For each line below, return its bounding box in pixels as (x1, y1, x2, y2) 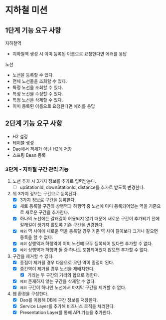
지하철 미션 (5, 4, 48, 16)
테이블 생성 (12, 139, 34, 145)
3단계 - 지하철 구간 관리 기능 (5, 166, 69, 173)
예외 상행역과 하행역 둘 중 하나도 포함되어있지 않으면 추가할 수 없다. (19, 247, 149, 253)
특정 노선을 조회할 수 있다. (12, 84, 63, 90)
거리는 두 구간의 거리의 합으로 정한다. (27, 272, 100, 278)
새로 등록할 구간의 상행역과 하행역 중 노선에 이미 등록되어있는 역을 (19, 203, 148, 209)
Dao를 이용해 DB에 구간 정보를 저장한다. (19, 297, 98, 303)
